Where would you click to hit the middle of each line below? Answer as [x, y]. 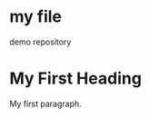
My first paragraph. [45, 103]
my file [35, 17]
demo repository [40, 42]
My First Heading [76, 79]
